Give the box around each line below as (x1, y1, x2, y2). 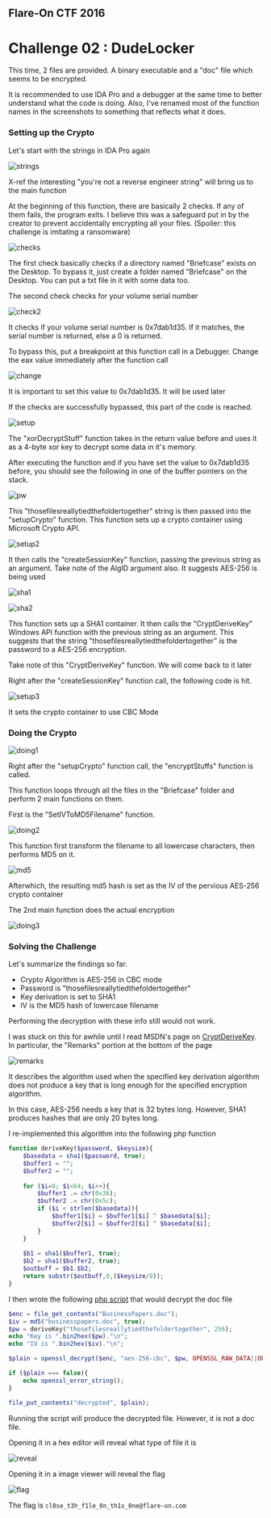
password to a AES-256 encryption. (8, 644, 127, 654)
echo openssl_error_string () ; (23, 1377, 125, 1385)
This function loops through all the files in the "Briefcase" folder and (8, 785, 235, 795)
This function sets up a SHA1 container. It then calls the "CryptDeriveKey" (8, 618, 252, 629)
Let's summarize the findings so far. (8, 959, 127, 969)
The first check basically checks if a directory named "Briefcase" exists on (8, 258, 256, 267)
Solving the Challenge (8, 940, 97, 952)
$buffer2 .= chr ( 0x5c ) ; (37, 1197, 117, 1205)
